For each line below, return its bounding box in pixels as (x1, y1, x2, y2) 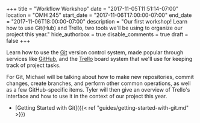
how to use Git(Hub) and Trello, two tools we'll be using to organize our (6, 24, 183, 31)
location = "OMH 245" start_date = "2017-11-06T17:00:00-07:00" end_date (6, 11, 192, 19)
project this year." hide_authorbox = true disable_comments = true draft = (6, 31, 189, 38)
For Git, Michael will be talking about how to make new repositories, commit (6, 74, 194, 80)
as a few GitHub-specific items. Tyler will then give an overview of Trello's (6, 86, 190, 93)
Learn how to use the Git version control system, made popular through (6, 49, 184, 56)
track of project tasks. (6, 61, 61, 69)
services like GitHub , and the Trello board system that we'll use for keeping (6, 55, 193, 62)
